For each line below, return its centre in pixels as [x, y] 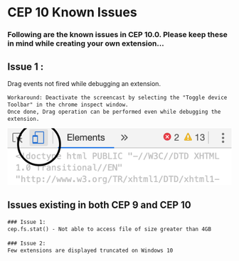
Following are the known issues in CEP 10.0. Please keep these [117, 35]
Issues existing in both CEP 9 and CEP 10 [99, 204]
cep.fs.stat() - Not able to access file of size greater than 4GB [110, 229]
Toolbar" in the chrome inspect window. [68, 105]
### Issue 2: [27, 244]
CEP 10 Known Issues [72, 12]
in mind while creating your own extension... [86, 43]
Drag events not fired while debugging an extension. [84, 83]
